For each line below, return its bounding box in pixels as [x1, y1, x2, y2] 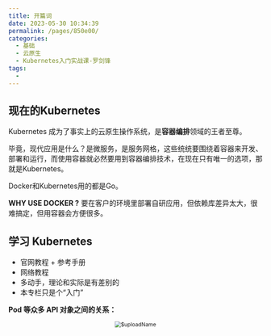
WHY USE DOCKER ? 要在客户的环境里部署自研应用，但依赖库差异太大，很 [8, 199, 258, 208]
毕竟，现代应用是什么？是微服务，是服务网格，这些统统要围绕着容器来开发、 [8, 144, 263, 153]
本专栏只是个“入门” [19, 288, 84, 297]
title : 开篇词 [8, 11, 52, 20]
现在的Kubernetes [8, 104, 101, 118]
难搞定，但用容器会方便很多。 [8, 208, 107, 218]
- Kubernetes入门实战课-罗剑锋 [15, 57, 111, 65]
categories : [8, 34, 48, 43]
